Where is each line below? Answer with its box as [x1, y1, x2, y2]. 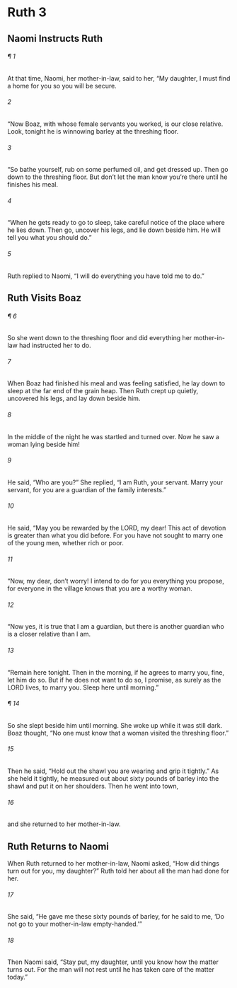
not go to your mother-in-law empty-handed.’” [7, 920, 143, 929]
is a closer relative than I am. [7, 630, 91, 639]
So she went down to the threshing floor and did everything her [7, 334, 192, 342]
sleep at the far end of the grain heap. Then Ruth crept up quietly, [7, 387, 199, 395]
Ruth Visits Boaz [7, 291, 81, 304]
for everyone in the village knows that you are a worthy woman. [7, 584, 192, 593]
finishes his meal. [7, 180, 59, 189]
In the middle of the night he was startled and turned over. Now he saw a [7, 432, 219, 441]
